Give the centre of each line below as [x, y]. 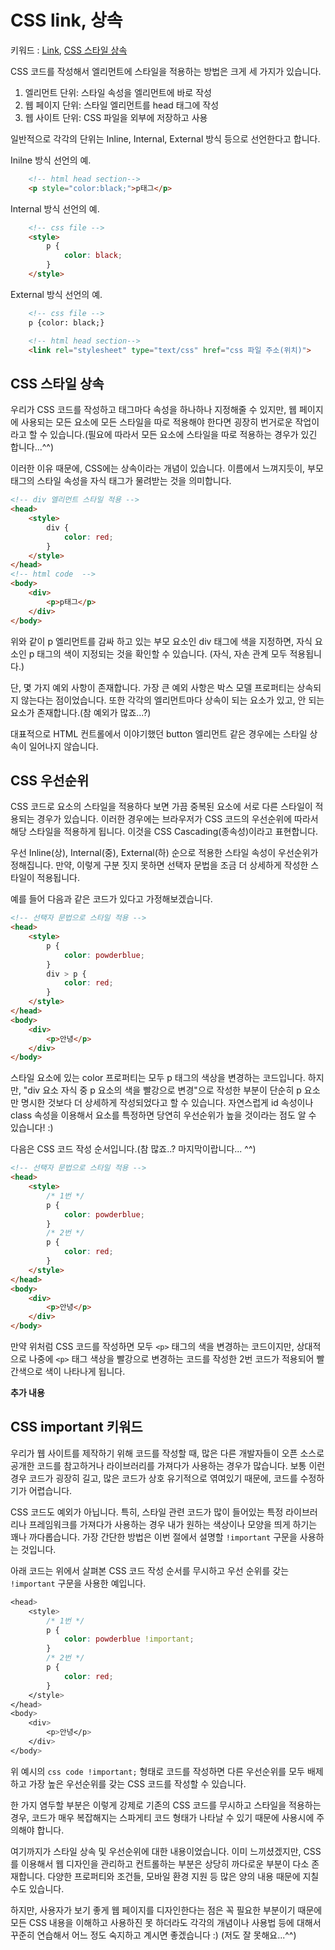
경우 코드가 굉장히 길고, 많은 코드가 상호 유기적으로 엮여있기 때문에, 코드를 [154, 1478]
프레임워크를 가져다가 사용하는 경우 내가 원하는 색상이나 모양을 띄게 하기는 [173, 1524]
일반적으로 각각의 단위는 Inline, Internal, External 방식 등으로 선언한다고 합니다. [165, 138]
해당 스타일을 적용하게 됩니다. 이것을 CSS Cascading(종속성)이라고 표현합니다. [164, 832]
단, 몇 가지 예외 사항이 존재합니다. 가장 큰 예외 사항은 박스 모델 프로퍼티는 [152, 687]
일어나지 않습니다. [63, 746]
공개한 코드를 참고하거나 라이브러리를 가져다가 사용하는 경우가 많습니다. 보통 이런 [168, 1465]
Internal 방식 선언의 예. [55, 208]
